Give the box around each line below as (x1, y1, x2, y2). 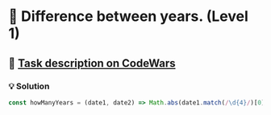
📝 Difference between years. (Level (8, 7, 248, 26)
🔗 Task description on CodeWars (8, 56, 176, 70)
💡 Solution (8, 80, 50, 92)
